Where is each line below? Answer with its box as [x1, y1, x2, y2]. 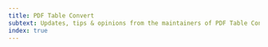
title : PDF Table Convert [8, 11, 94, 20]
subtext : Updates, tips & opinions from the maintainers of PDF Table [8, 19, 248, 27]
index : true [8, 26, 48, 34]
